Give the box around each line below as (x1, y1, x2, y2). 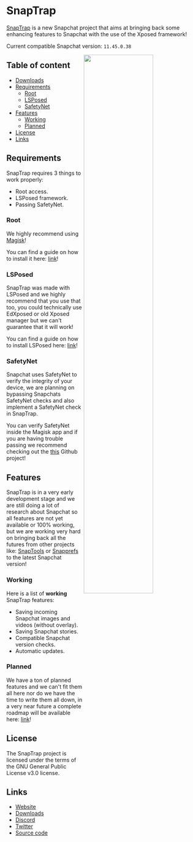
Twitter (15, 823, 34, 830)
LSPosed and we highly (6, 291, 66, 298)
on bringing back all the (6, 535, 66, 542)
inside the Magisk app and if (6, 428, 78, 436)
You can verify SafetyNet (6, 422, 70, 430)
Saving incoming (15, 608, 58, 616)
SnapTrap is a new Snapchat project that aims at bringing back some (6, 24, 180, 31)
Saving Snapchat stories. (15, 627, 78, 635)
